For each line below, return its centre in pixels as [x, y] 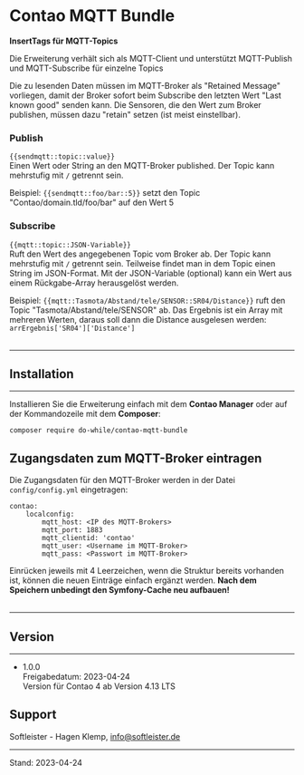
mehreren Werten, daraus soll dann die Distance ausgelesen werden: [138, 319]
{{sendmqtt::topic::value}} [62, 157]
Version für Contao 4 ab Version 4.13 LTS [99, 686]
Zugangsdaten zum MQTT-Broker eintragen [136, 458]
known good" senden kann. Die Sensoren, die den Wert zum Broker [136, 104]
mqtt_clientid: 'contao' [89, 538]
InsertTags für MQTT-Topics [64, 41]
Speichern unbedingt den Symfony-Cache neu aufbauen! [119, 590]
